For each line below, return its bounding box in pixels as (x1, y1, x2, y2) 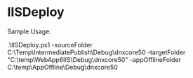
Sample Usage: (7, 27, 51, 36)
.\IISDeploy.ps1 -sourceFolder (7, 40, 93, 49)
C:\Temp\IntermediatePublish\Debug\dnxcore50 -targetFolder (7, 48, 186, 56)
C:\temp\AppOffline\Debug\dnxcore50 (7, 63, 118, 71)
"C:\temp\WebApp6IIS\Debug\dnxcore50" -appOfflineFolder (7, 55, 181, 63)
